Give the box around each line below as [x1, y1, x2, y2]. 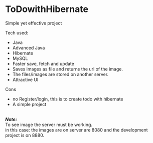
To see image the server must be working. [5, 121, 93, 127]
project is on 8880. [5, 132, 44, 138]
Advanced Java [12, 44, 45, 50]
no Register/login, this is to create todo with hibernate [12, 96, 124, 102]
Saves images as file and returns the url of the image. [12, 66, 123, 72]
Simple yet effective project [5, 20, 62, 26]
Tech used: [5, 29, 29, 35]
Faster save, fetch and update [12, 60, 74, 66]
